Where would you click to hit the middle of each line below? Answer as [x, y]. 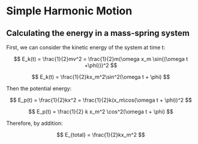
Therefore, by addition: [34, 123]
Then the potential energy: [39, 88]
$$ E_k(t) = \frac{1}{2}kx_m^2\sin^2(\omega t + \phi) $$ [101, 77]
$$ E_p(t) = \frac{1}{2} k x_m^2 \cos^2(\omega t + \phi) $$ [101, 111]
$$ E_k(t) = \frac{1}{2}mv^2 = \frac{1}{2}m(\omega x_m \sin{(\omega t [101, 59]
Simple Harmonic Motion [69, 11]
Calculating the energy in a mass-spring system [98, 33]
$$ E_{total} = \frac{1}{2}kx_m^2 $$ [101, 135]
